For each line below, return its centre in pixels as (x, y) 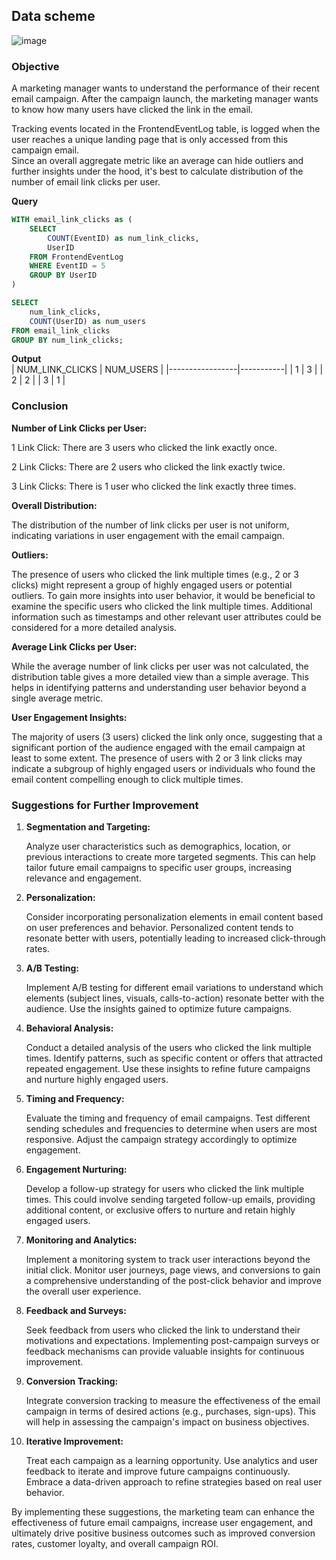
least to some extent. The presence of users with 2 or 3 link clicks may (157, 758)
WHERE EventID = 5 (67, 266)
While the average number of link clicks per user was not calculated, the (160, 666)
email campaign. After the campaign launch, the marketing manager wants (165, 99)
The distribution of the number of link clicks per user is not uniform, (150, 525)
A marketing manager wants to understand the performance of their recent (165, 88)
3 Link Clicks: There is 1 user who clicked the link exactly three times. (154, 486)
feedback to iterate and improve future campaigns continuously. (158, 1471)
